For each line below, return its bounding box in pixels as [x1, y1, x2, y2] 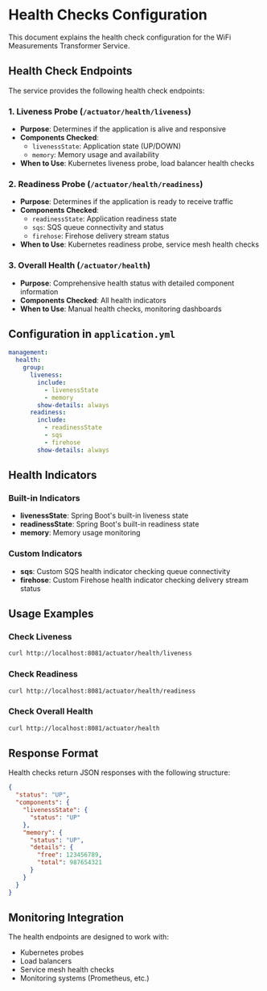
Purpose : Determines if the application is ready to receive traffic [19, 197, 234, 206]
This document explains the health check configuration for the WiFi [8, 32, 232, 42]
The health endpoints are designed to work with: [8, 932, 169, 942]
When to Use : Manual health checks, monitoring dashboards [19, 304, 223, 314]
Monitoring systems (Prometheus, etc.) [19, 973, 150, 983]
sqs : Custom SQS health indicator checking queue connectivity [19, 566, 231, 576]
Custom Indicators [8, 548, 83, 560]
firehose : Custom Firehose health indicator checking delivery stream [19, 575, 249, 585]
